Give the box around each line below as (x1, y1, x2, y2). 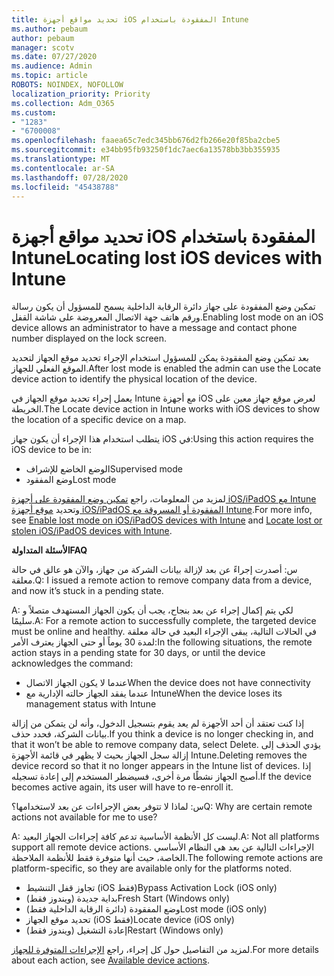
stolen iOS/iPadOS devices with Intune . (11, 525, 173, 537)
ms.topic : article (11, 71, 88, 81)
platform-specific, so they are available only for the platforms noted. (11, 862, 293, 875)
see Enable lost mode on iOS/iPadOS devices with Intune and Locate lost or (11, 514, 323, 526)
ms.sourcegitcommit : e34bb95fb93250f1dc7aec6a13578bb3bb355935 (11, 145, 281, 155)
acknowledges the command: (11, 657, 134, 670)
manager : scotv (11, 42, 75, 53)
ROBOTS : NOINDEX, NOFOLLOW (11, 80, 124, 90)
